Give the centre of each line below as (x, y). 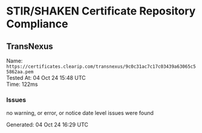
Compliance (37, 24)
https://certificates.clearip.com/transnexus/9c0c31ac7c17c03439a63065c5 (101, 66)
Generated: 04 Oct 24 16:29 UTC (47, 125)
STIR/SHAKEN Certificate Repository (101, 11)
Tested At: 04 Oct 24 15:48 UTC (46, 78)
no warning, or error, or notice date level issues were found (80, 113)
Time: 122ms (22, 84)
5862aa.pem (20, 72)
